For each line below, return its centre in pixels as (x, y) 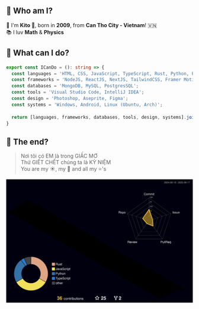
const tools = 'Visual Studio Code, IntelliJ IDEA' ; (78, 92)
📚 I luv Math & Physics (35, 32)
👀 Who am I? (30, 11)
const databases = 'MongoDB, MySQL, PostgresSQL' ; (75, 86)
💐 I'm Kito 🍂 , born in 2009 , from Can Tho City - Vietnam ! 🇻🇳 (81, 25)
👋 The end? (27, 142)
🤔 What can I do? (38, 53)
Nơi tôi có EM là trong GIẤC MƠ (59, 156)
